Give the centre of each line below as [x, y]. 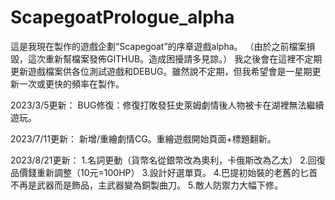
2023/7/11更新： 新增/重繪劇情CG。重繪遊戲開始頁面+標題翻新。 [143, 138]
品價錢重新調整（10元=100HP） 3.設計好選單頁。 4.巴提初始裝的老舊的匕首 [164, 172]
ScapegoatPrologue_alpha [122, 17]
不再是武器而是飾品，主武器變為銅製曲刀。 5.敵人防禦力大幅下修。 [146, 185]
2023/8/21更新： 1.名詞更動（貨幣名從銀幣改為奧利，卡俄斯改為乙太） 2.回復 [168, 160]
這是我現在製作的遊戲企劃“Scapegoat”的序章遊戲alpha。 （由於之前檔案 [158, 46]
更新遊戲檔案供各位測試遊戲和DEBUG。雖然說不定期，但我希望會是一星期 [161, 71]
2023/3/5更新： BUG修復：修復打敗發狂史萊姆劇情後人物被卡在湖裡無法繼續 [167, 105]
